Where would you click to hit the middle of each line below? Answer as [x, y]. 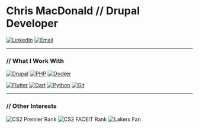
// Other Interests [32, 106]
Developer [32, 23]
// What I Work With [35, 60]
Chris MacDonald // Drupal [73, 11]
